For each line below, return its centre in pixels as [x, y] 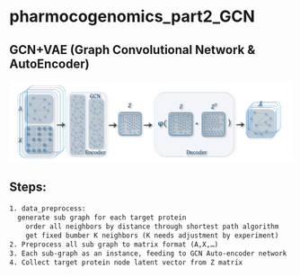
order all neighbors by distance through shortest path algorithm [152, 227]
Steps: [28, 187]
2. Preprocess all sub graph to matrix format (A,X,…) [114, 245]
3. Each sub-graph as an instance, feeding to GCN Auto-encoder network [148, 254]
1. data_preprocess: [48, 209]
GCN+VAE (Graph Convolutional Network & [132, 50]
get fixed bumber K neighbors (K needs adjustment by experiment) [152, 236]
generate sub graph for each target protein [102, 218]
